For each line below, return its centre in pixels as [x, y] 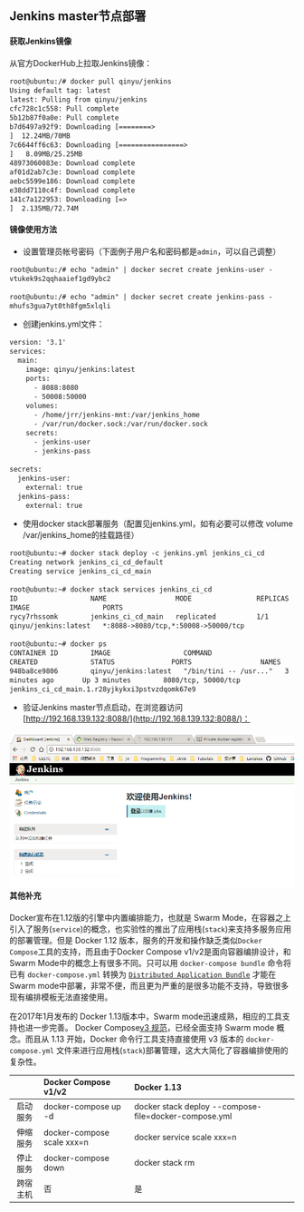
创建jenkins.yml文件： [63, 324]
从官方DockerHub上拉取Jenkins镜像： [81, 63]
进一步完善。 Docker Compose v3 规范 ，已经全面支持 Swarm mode [150, 1027]
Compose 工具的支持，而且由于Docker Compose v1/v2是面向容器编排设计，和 [150, 952]
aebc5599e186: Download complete [72, 181]
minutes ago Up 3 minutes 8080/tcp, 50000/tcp [125, 680]
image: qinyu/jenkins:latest [81, 369]
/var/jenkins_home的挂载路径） [81, 534]
